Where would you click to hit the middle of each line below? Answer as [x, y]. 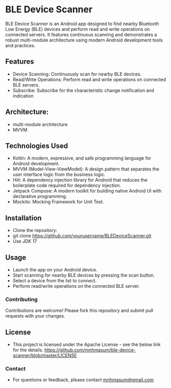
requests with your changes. [35, 316]
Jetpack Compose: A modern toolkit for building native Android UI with [87, 191]
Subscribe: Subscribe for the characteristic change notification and [83, 90]
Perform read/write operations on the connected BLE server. [76, 286]
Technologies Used [36, 145]
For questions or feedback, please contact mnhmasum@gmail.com [83, 380]
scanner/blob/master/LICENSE [45, 356]
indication [23, 95]
